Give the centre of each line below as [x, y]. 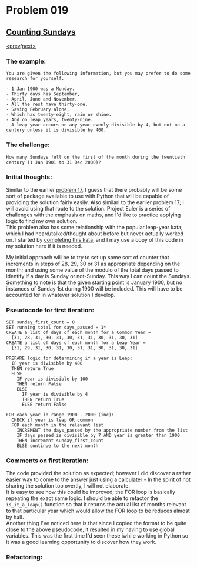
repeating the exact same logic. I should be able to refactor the [82, 498]
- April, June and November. [42, 99]
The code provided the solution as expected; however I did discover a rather [98, 473]
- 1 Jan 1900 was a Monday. [41, 89]
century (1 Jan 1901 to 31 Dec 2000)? [54, 162]
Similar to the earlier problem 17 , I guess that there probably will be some [94, 189]
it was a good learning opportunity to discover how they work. [81, 542]
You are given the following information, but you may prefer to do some [98, 74]
